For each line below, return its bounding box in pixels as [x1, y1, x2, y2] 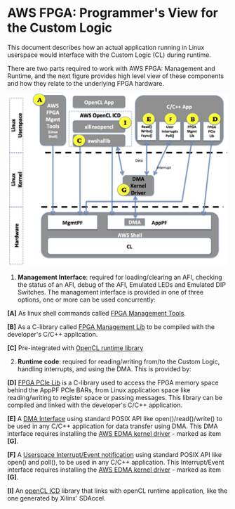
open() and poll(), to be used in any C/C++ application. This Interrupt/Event [7, 458, 224, 466]
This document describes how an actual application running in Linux [7, 43, 205, 51]
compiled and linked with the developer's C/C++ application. [7, 401, 182, 409]
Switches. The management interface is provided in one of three [17, 288, 204, 296]
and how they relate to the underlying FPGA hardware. [7, 79, 165, 87]
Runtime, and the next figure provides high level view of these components [7, 72, 224, 80]
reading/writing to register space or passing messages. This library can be [7, 393, 223, 401]
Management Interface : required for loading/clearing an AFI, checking [17, 273, 222, 281]
